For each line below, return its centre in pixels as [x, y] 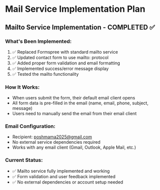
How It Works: [22, 87]
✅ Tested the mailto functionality [45, 74]
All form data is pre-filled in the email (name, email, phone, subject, [80, 103]
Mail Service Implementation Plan [75, 9]
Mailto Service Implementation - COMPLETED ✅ [80, 27]
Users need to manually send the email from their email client [74, 114]
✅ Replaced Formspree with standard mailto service [65, 52]
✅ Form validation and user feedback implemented [64, 176]
